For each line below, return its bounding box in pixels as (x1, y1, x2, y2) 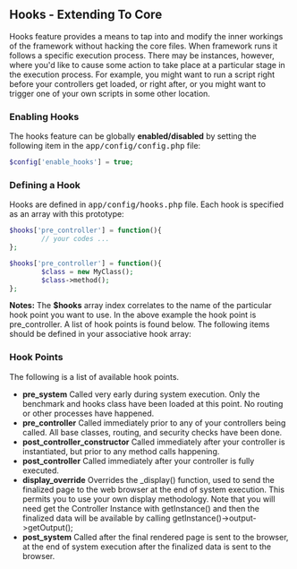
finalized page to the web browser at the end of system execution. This (21, 484, 284, 495)
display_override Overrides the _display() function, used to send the (21, 474, 275, 485)
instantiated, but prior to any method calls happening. (21, 445, 220, 456)
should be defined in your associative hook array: (9, 329, 192, 340)
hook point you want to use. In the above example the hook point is (9, 309, 257, 321)
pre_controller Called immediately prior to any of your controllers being (21, 417, 286, 428)
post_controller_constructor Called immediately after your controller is (21, 436, 285, 447)
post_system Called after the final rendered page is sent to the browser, (21, 531, 289, 542)
